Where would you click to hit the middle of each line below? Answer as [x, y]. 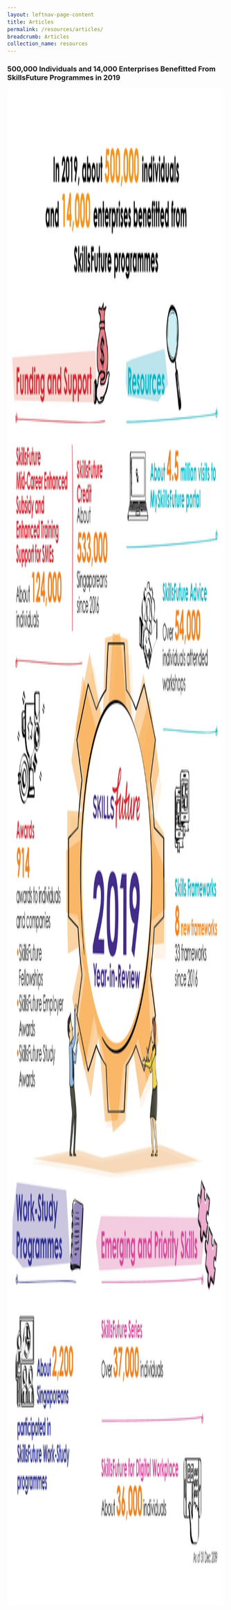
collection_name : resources [48, 44]
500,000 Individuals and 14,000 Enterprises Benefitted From [111, 69]
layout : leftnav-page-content [51, 15]
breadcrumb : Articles [38, 37]
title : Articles [30, 22]
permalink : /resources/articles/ [55, 29]
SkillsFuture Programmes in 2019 [64, 78]
